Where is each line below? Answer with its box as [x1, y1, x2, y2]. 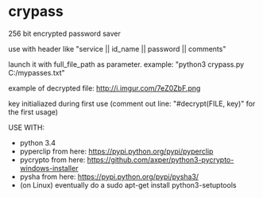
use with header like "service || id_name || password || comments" [8, 44, 226, 53]
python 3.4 [19, 138, 56, 147]
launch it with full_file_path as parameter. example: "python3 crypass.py [8, 59, 245, 69]
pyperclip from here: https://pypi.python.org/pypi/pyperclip [19, 146, 214, 156]
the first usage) [8, 107, 58, 117]
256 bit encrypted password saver [8, 29, 121, 38]
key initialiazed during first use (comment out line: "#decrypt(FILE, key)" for [8, 99, 256, 108]
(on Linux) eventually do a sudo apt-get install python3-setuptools [19, 180, 237, 189]
